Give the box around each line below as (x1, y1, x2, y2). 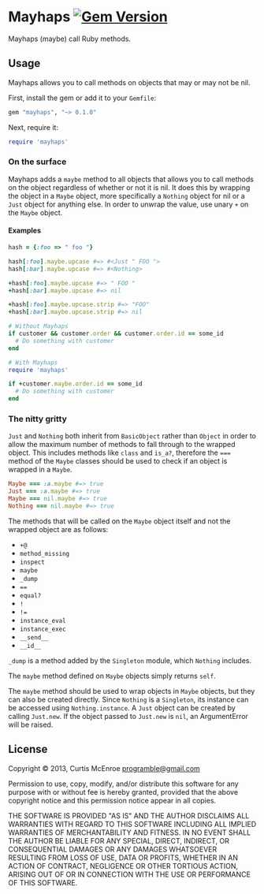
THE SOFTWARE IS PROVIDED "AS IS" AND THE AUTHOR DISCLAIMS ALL (8, 810, 250, 820)
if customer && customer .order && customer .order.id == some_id (8, 330, 224, 337)
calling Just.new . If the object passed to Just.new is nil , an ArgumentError (8, 711, 248, 721)
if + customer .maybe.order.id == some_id (8, 380, 143, 388)
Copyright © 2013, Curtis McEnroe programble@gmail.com (8, 763, 201, 773)
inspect (19, 558, 45, 566)
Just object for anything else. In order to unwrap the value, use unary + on (8, 199, 249, 209)
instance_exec (19, 625, 66, 633)
